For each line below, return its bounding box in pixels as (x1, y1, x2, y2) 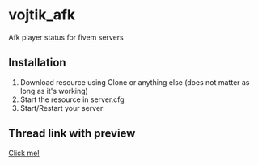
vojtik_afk (8, 6, 76, 24)
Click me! (8, 148, 40, 158)
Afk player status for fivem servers (8, 32, 124, 42)
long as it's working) (19, 86, 89, 95)
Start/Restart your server (19, 103, 104, 112)
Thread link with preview (8, 127, 136, 141)
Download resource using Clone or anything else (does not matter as (19, 77, 250, 87)
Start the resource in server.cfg (19, 95, 125, 104)
